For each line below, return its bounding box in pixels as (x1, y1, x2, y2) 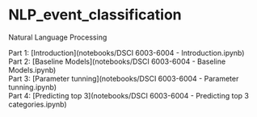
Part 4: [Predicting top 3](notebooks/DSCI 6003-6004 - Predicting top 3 (8, 90, 249, 100)
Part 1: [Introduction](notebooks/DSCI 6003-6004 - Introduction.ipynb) (8, 48, 245, 57)
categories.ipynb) (8, 99, 67, 109)
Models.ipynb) (8, 65, 57, 74)
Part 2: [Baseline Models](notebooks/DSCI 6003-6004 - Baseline (8, 56, 226, 66)
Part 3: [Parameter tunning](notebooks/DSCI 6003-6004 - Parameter (8, 73, 239, 83)
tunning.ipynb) (8, 82, 57, 92)
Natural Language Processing (8, 32, 107, 42)
